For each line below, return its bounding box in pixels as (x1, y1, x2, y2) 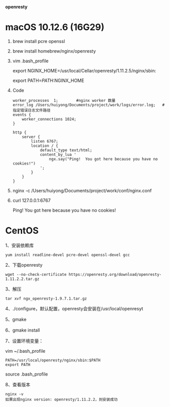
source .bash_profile (5, 371, 48, 377)
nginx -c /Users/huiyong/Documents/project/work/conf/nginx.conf (12, 187, 152, 193)
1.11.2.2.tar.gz (5, 276, 39, 281)
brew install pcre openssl (12, 38, 65, 44)
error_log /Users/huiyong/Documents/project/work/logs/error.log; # (12, 102, 165, 107)
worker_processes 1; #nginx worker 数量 (12, 98, 116, 103)
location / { (31, 143, 58, 148)
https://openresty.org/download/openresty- (68, 272, 162, 277)
